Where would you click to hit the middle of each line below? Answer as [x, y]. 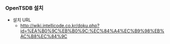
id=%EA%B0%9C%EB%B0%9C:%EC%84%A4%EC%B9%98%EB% [92, 31]
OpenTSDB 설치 [24, 8]
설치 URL [22, 20]
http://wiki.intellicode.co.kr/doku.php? [60, 26]
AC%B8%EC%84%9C [44, 36]
